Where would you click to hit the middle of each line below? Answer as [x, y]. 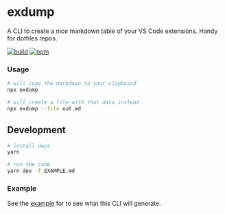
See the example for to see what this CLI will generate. [84, 204]
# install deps [29, 146]
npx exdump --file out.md [44, 108]
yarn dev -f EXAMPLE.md [41, 171]
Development [37, 130]
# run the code [29, 165]
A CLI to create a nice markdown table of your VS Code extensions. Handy [113, 31]
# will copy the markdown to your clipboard [72, 84]
